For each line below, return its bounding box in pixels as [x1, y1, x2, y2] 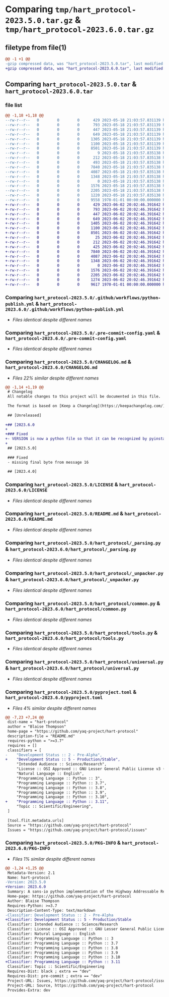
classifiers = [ [7, 748, 42, 753]
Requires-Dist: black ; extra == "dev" [7, 969, 92, 974]
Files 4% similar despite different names [12, 705, 97, 711]
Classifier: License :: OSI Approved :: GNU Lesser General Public [7, 927, 152, 932]
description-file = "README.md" [7, 734, 75, 739]
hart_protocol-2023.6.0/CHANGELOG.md [5, 365, 98, 370]
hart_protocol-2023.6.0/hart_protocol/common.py [5, 606, 127, 612]
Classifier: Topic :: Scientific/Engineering [7, 964, 105, 969]
